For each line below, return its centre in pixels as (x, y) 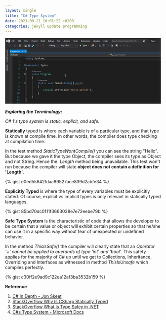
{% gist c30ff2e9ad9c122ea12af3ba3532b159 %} (55, 277)
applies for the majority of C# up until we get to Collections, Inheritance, (79, 257)
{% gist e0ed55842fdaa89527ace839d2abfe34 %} (57, 181)
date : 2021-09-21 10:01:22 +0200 (40, 21)
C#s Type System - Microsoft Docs (48, 312)
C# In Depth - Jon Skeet (37, 296)
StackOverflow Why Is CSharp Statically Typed (60, 301)
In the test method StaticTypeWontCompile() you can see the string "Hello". (82, 151)
